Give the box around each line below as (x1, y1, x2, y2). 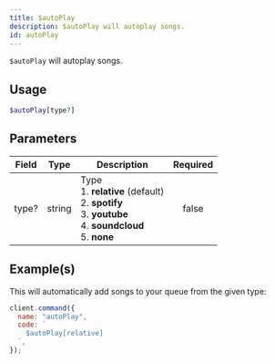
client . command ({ (9, 303, 76, 313)
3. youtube (80, 207, 129, 220)
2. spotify (80, 196, 123, 209)
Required (172, 158, 214, 171)
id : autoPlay (9, 30, 59, 39)
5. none (80, 230, 115, 243)
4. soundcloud (80, 219, 145, 232)
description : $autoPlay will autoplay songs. (9, 22, 185, 31)
